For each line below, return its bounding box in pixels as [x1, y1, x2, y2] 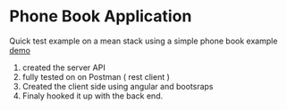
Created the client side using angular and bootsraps [21, 81, 214, 91]
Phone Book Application [9, 6, 192, 27]
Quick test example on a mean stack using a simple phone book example [9, 35, 278, 46]
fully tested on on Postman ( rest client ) [21, 71, 170, 82]
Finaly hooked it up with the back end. [21, 90, 164, 101]
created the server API [21, 62, 106, 73]
